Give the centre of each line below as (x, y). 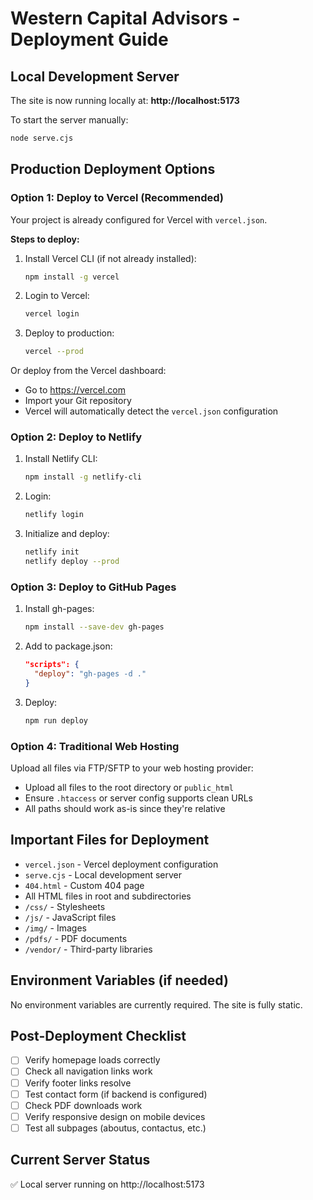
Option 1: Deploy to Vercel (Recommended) (117, 198)
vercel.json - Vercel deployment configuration (121, 864)
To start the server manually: (69, 120)
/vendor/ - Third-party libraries (88, 949)
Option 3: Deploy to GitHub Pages (93, 587)
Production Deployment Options (113, 169)
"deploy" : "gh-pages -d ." (90, 674)
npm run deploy (56, 720)
